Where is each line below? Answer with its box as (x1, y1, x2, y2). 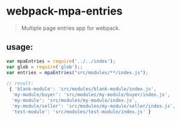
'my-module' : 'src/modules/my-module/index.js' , (12, 97, 138, 103)
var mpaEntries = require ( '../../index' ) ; (6, 58, 116, 64)
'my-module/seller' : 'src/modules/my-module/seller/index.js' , (12, 103, 176, 109)
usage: (6, 42, 34, 52)
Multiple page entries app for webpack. (21, 24, 121, 32)
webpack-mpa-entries (6, 4, 123, 18)
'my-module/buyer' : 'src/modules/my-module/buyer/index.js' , (12, 92, 171, 98)
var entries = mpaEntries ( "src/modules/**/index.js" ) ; (6, 69, 149, 75)
